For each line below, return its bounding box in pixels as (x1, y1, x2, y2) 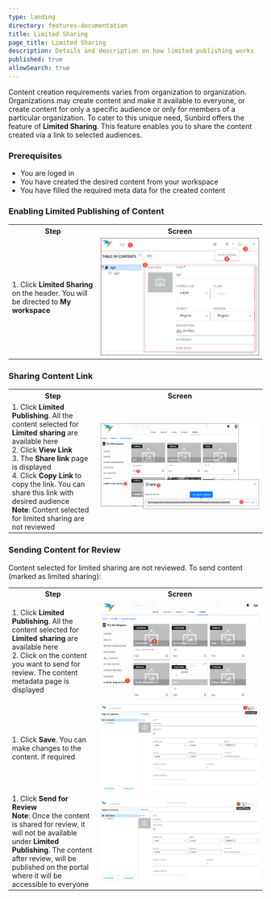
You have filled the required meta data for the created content (19, 185, 226, 195)
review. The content (11, 668, 78, 677)
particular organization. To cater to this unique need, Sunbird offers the (8, 113, 244, 123)
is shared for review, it (11, 819, 85, 829)
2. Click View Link (11, 444, 73, 455)
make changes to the (11, 743, 82, 753)
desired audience (11, 496, 70, 506)
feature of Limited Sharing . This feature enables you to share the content (8, 121, 252, 131)
